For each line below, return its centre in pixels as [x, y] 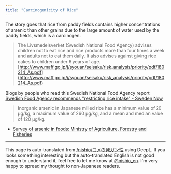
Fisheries [22, 134]
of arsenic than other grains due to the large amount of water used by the [82, 30]
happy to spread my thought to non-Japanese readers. [63, 166]
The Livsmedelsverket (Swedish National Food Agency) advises [84, 45]
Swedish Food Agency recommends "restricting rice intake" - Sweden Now [84, 98]
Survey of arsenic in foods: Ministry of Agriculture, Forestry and [79, 129]
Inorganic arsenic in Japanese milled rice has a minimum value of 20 [90, 108]
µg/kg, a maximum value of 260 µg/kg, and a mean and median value [90, 113]
